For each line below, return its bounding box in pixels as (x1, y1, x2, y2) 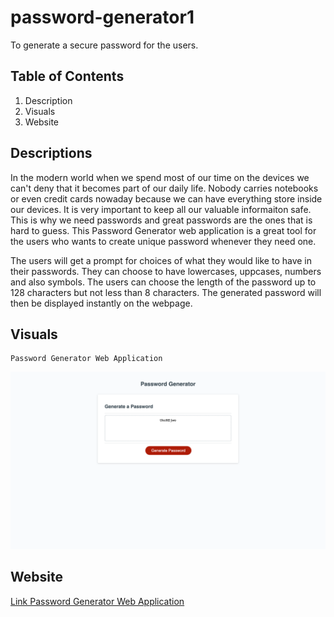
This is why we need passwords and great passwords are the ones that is (10, 214, 313, 226)
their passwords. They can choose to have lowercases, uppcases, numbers (10, 265, 322, 277)
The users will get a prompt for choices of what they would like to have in (10, 254, 313, 266)
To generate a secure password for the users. (10, 39, 199, 51)
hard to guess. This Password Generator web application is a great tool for (10, 224, 317, 236)
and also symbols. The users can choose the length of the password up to (10, 276, 317, 288)
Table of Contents (10, 68, 125, 85)
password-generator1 (10, 6, 195, 29)
